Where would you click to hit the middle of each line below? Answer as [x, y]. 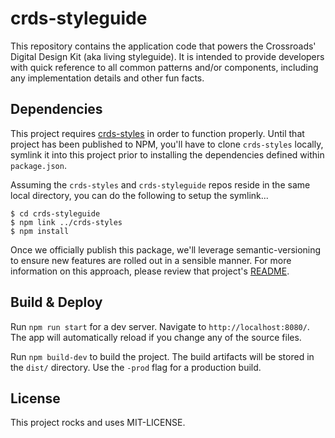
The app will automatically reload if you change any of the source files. [156, 337]
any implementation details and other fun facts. [107, 78]
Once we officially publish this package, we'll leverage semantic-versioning [166, 249]
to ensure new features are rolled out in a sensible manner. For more [151, 260]
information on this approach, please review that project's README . [150, 271]
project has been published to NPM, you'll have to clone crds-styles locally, [167, 144]
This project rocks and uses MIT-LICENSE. [98, 423]
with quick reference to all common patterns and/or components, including [164, 67]
